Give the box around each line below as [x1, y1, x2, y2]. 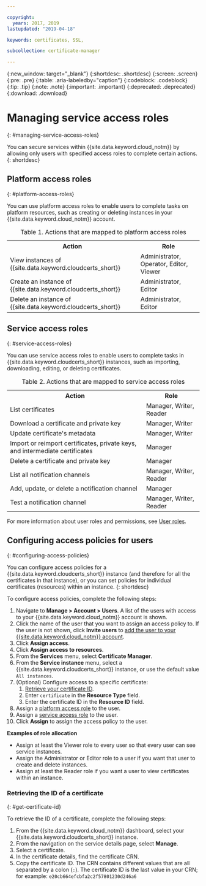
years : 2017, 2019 [12, 20, 60, 26]
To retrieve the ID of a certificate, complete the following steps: [7, 815, 166, 822]
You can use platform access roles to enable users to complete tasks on [7, 202, 189, 209]
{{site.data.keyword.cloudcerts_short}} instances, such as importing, [7, 358, 180, 365]
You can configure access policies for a [7, 563, 107, 571]
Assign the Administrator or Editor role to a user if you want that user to [15, 754, 196, 762]
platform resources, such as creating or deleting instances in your [7, 208, 173, 216]
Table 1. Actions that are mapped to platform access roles [20, 227, 186, 236]
